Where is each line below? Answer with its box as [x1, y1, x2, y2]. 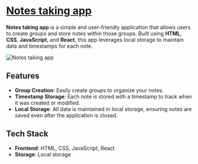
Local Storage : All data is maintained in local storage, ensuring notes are [14, 105, 192, 113]
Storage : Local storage [14, 150, 72, 158]
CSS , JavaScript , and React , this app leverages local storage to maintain [6, 36, 184, 43]
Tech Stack [6, 129, 48, 139]
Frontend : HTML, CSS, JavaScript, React [14, 145, 115, 152]
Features [6, 71, 40, 81]
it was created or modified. [14, 99, 81, 106]
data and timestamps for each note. [6, 42, 93, 50]
